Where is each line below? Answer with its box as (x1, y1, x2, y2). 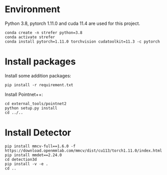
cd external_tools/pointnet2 (5, 101, 67, 106)
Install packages (5, 56, 76, 67)
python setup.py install (5, 106, 58, 111)
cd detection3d (5, 157, 37, 162)
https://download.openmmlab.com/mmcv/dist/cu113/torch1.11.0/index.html (5, 148, 162, 153)
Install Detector (5, 127, 72, 138)
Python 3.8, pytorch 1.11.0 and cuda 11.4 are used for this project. (5, 20, 141, 26)
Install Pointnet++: (5, 91, 43, 97)
